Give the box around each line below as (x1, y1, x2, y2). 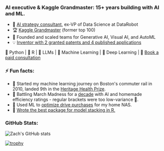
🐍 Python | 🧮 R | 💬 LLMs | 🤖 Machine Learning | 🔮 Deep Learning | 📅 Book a (5, 49, 159, 56)
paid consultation (5, 55, 41, 61)
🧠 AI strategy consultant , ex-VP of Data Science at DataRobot (12, 21, 138, 27)
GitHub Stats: (5, 119, 39, 126)
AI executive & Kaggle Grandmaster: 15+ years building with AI (5, 4, 160, 11)
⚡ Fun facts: (5, 68, 35, 75)
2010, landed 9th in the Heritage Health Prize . (12, 86, 106, 92)
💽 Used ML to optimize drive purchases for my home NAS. (12, 101, 132, 108)
